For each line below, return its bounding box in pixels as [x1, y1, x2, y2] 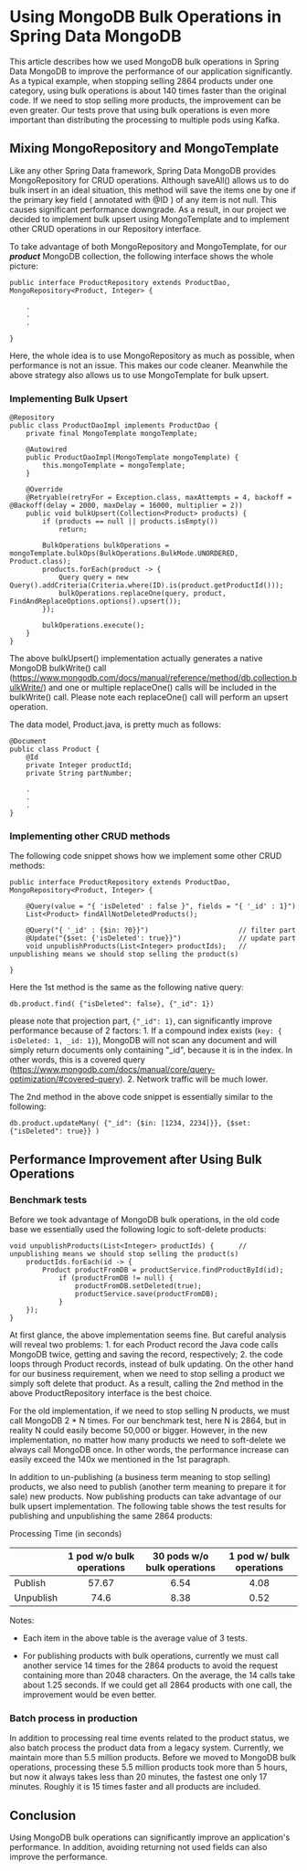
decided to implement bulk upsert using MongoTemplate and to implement [9, 213, 290, 225]
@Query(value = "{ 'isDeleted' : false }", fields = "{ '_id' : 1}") [26, 902, 297, 911]
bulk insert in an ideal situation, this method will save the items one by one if [9, 185, 297, 196]
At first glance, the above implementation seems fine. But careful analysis [9, 1329, 287, 1340]
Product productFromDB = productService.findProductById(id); [42, 1265, 284, 1275]
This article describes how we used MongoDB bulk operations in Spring [9, 56, 280, 67]
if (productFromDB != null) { [58, 1274, 174, 1283]
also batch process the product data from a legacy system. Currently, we [9, 1742, 285, 1753]
